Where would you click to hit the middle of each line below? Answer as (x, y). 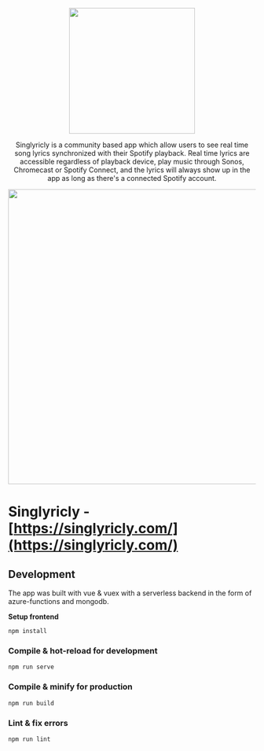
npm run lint (29, 739)
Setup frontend (33, 617)
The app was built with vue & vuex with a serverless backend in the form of (130, 593)
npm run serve (31, 667)
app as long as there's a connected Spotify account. (132, 178)
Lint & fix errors (38, 723)
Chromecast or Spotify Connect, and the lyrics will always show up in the (132, 170)
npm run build (31, 703)
